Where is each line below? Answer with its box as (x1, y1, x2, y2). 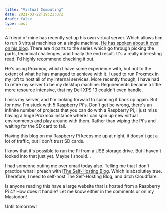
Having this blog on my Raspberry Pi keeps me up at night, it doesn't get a (5, 133, 158, 139)
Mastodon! (5, 194, 27, 200)
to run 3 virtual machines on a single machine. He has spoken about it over (5, 40, 159, 46)
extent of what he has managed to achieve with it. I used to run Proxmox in (5, 71, 159, 77)
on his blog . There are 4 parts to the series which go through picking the (5, 45, 154, 51)
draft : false (5, 16, 32, 21)
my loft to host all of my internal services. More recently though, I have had (5, 76, 160, 82)
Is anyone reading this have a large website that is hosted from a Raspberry (5, 183, 161, 189)
